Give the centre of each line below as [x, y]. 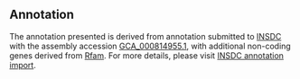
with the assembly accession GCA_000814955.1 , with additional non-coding [150, 46]
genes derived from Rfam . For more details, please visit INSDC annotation [147, 55]
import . [23, 65]
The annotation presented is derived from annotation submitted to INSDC [145, 36]
